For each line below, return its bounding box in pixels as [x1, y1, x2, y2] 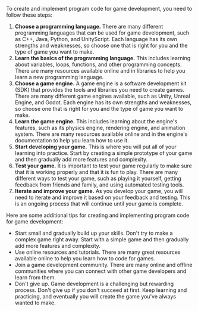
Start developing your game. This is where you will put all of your [14, 143, 177, 150]
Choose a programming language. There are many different [14, 23, 164, 30]
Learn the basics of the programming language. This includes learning [14, 55, 191, 61]
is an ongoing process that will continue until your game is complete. [14, 200, 183, 207]
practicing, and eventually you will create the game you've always [14, 293, 177, 300]
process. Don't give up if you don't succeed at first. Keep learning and [14, 287, 187, 294]
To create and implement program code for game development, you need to [6, 5, 192, 12]
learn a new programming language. [14, 74, 104, 80]
